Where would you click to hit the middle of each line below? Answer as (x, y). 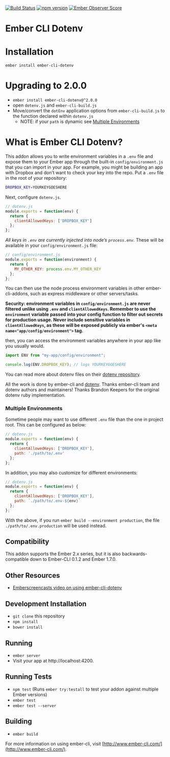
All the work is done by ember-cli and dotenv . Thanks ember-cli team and (82, 384)
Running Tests (29, 677)
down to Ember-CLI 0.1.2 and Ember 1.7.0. (73, 559)
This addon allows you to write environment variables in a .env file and (79, 156)
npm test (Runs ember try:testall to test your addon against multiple (86, 689)
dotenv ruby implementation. (35, 395)
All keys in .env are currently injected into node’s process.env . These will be (84, 240)
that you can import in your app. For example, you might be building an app (84, 167)
